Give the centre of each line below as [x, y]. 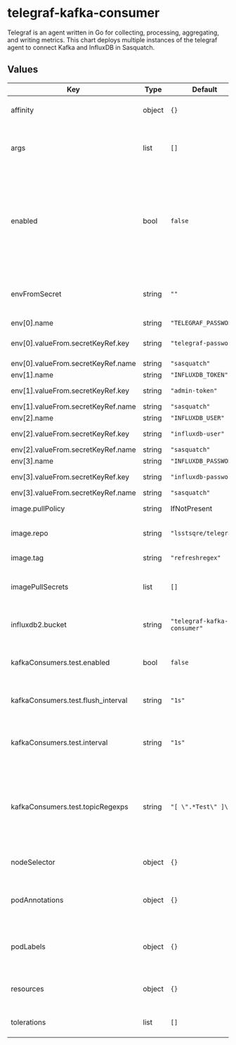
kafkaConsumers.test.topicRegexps [70, 806]
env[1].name [32, 374]
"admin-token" [194, 391]
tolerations [28, 1022]
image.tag [27, 557]
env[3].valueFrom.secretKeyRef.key [70, 476]
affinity [22, 110]
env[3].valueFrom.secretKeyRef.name [73, 493]
